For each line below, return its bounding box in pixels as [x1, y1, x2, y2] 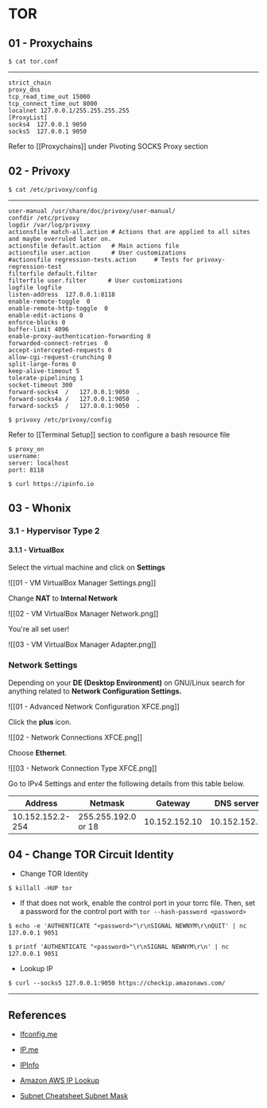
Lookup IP [19, 964, 53, 974]
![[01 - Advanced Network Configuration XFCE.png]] [8, 702, 180, 711]
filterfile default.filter [8, 270, 98, 278]
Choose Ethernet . [8, 748, 68, 757]
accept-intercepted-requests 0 [8, 346, 112, 354]
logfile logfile [8, 283, 62, 291]
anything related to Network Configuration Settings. [8, 686, 182, 696]
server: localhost [8, 459, 69, 467]
